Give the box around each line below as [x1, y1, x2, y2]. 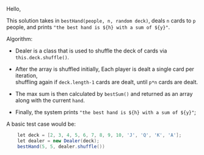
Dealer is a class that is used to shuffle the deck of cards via [15, 47, 167, 54]
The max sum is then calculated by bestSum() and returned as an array [15, 90, 193, 97]
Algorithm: [6, 35, 32, 42]
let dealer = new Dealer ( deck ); [17, 137, 100, 144]
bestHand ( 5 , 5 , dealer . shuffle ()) [17, 143, 105, 150]
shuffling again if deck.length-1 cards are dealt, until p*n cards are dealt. [15, 79, 199, 85]
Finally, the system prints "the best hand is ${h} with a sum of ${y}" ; [15, 109, 197, 115]
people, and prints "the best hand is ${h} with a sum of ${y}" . [6, 24, 170, 31]
